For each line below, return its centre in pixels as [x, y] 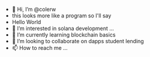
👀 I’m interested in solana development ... [63, 28]
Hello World [26, 22]
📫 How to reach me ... [40, 48]
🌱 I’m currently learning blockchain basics [64, 35]
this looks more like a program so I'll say [61, 16]
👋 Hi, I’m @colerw [34, 9]
